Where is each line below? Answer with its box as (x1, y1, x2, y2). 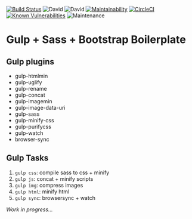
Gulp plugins (6, 57, 55, 67)
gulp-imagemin (14, 98, 52, 104)
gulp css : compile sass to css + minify (14, 169, 110, 176)
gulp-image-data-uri (14, 104, 66, 111)
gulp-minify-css (14, 117, 55, 124)
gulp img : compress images (14, 181, 83, 189)
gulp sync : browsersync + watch (14, 194, 95, 201)
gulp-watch (14, 129, 44, 137)
